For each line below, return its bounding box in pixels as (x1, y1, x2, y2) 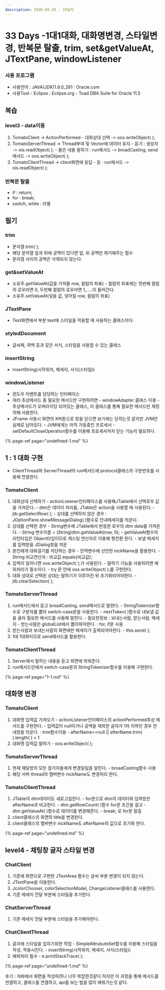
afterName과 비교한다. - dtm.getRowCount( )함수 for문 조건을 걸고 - (12, 802, 146, 808)
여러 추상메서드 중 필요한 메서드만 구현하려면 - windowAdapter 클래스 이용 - (12, 397, 160, 403)
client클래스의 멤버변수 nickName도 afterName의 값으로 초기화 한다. (12, 820, 145, 827)
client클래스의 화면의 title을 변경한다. (12, 814, 84, 820)
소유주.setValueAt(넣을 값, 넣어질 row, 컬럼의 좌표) (12, 293, 110, 299)
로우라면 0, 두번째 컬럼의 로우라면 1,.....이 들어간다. (17, 287, 115, 293)
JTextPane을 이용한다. (12, 879, 57, 885)
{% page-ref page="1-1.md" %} (5, 674, 69, 680)
